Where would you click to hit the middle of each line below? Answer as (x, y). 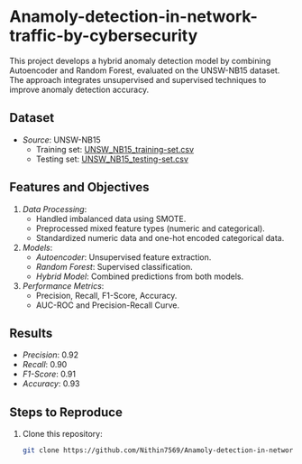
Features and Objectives (79, 187)
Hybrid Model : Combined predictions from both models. (140, 276)
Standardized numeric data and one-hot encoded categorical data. (160, 237)
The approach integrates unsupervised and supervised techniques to (138, 79)
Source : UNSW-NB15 (61, 139)
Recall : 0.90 (45, 365)
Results (31, 333)
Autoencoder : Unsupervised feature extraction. (124, 257)
